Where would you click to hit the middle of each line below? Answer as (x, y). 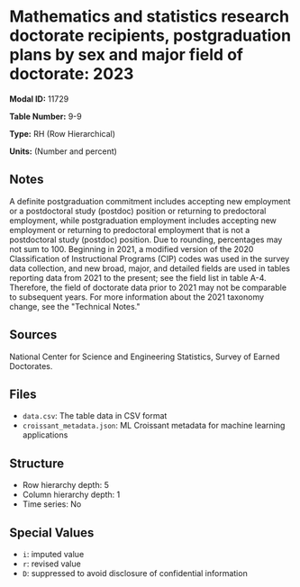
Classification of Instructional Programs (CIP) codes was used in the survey (150, 258)
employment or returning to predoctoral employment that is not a (130, 230)
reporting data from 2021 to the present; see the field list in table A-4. (138, 277)
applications (45, 435)
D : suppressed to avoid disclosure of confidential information (135, 573)
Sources (33, 335)
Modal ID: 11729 (39, 99)
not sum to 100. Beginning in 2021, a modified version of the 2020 (132, 248)
